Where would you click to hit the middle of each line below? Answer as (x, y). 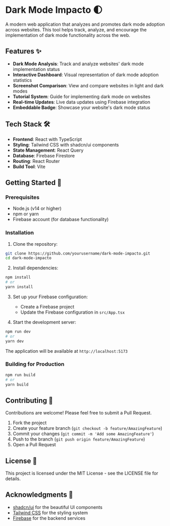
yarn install (19, 287)
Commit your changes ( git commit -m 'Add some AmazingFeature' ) (83, 434)
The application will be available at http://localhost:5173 (67, 351)
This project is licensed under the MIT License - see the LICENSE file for (82, 473)
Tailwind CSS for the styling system (50, 513)
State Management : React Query (48, 150)
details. (13, 479)
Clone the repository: (35, 244)
